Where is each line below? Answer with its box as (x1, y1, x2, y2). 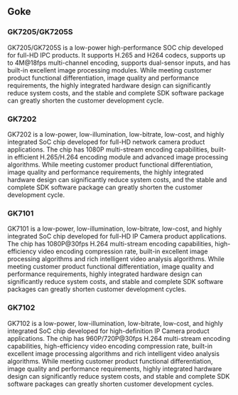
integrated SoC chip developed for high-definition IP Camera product (7, 327, 210, 335)
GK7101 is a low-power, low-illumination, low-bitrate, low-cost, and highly (7, 224, 222, 233)
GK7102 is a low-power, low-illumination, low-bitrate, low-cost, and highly (7, 319, 224, 327)
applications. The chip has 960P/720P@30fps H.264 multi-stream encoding (7, 334, 231, 342)
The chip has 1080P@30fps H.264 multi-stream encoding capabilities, (7, 240, 214, 248)
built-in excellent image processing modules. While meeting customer (7, 65, 212, 74)
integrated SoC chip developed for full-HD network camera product (7, 137, 205, 146)
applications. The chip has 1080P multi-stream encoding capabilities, (7, 145, 210, 154)
